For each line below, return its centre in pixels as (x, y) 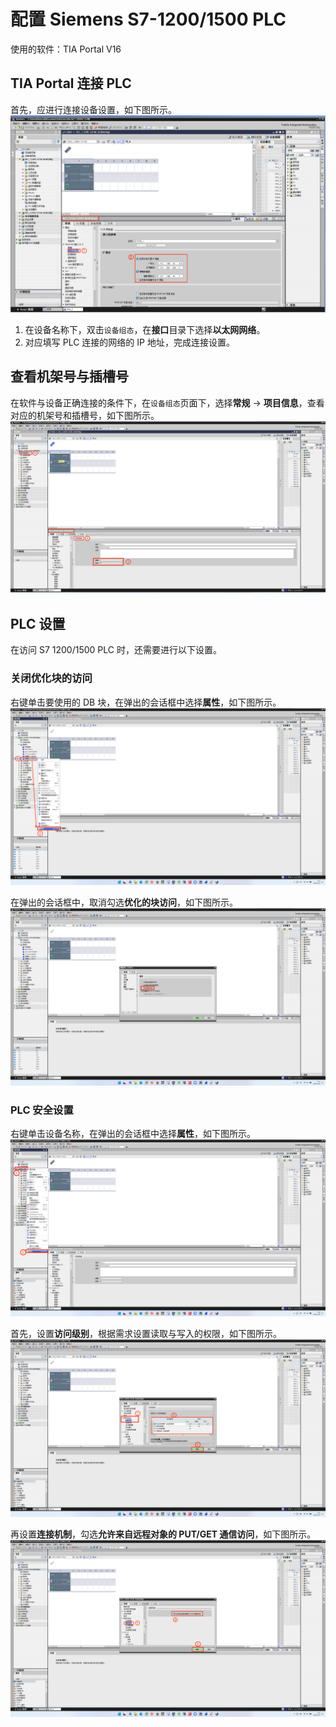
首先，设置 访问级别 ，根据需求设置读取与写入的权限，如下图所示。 (146, 1334)
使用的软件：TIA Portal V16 (66, 49)
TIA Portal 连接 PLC (71, 83)
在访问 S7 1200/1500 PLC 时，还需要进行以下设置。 (116, 650)
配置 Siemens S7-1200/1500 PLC (148, 19)
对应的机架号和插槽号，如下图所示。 (85, 415)
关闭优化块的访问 (51, 678)
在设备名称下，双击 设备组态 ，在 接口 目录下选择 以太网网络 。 (145, 330)
